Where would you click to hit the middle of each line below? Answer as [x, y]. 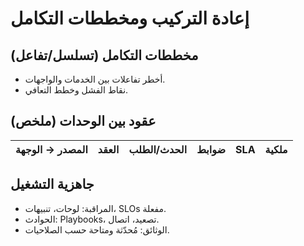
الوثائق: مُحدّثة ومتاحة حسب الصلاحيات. [97, 229]
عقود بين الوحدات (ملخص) [83, 121]
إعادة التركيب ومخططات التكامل [130, 18]
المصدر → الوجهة [51, 149]
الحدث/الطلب [158, 149]
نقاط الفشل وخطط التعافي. [76, 90]
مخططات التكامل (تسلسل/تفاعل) [104, 55]
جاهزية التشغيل [52, 184]
